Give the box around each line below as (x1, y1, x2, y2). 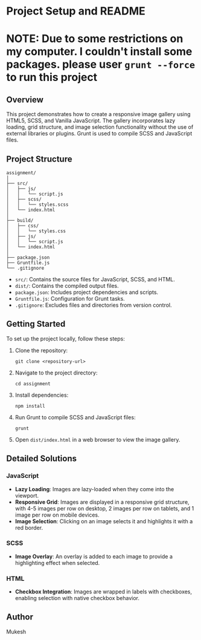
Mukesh (6, 628, 27, 635)
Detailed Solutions (6, 454, 77, 464)
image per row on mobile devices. (14, 511, 100, 518)
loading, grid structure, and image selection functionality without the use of (6, 123, 194, 131)
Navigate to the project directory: (14, 369, 98, 376)
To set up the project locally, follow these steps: (6, 335, 126, 342)
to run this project (6, 71, 98, 84)
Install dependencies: (14, 391, 69, 399)
